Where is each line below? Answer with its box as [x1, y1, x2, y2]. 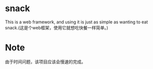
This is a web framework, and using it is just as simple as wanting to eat [5, 19, 148, 25]
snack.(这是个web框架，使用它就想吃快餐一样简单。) [5, 25, 108, 31]
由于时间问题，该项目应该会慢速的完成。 [5, 59, 86, 65]
